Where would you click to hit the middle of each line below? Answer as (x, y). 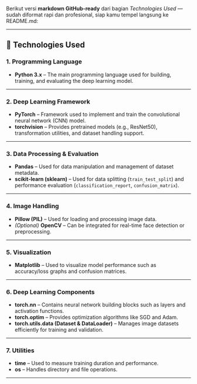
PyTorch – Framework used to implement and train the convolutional (97, 114)
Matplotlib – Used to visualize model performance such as (85, 265)
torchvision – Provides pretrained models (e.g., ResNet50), (86, 126)
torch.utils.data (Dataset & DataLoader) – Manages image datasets (96, 323)
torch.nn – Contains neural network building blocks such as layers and (100, 305)
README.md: (22, 21)
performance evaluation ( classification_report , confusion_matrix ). (97, 185)
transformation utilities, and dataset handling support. (79, 133)
